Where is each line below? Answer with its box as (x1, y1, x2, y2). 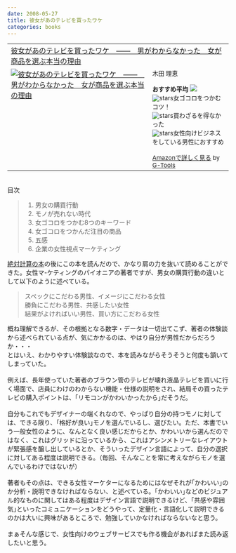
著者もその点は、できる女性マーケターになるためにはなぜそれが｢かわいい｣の (7, 479, 229, 487)
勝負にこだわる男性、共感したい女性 (24, 301, 130, 309)
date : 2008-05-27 (7, 10, 58, 18)
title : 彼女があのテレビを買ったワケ (7, 17, 103, 24)
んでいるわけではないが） (7, 462, 81, 471)
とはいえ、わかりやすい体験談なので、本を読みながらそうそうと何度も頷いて (7, 351, 229, 359)
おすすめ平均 (152, 86, 188, 93)
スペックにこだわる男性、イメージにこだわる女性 (24, 292, 166, 300)
